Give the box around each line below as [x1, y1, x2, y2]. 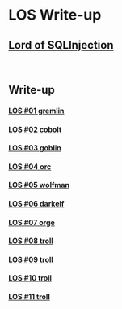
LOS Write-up [8, 6, 102, 24]
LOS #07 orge [8, 217, 55, 227]
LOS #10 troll [8, 273, 53, 283]
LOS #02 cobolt [8, 124, 62, 134]
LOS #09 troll [8, 255, 54, 264]
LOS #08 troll [8, 236, 54, 246]
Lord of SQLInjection [8, 38, 115, 52]
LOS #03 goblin [8, 143, 62, 153]
